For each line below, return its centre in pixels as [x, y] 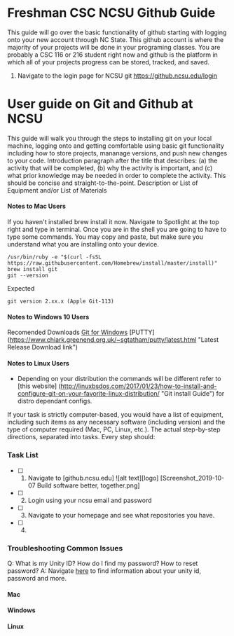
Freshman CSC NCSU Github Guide [111, 13]
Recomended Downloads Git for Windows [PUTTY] [81, 332]
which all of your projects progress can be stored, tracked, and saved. [109, 62]
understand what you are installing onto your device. [83, 244]
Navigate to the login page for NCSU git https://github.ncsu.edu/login [117, 76]
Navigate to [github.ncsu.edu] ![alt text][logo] [93, 478]
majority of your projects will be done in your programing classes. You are [114, 47]
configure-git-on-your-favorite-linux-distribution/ [88, 394]
